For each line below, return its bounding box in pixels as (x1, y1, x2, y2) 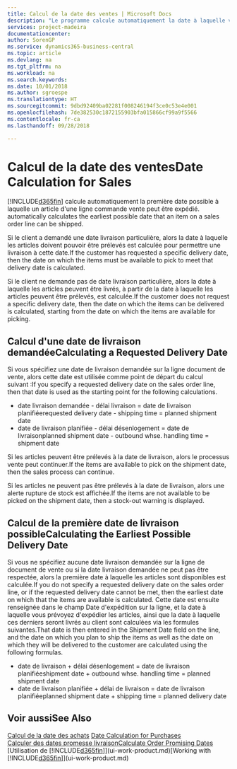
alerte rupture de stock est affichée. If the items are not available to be (7, 489, 210, 497)
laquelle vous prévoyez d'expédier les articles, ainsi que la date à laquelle (7, 611, 221, 619)
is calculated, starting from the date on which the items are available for (7, 307, 216, 316)
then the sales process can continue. (7, 468, 115, 476)
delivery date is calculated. (7, 263, 86, 272)
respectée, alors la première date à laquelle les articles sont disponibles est (7, 573, 226, 582)
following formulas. (7, 648, 63, 657)
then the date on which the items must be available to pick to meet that (7, 256, 214, 265)
